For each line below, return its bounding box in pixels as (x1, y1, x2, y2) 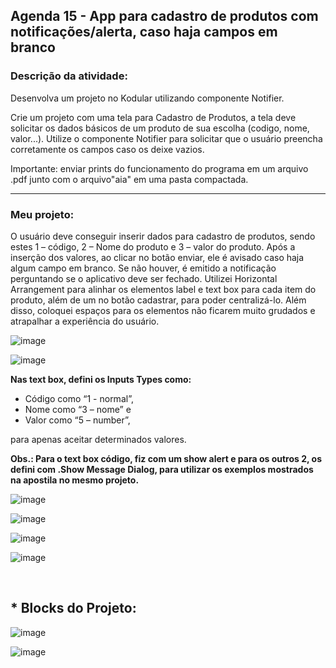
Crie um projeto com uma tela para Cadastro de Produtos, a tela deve (10, 111, 297, 123)
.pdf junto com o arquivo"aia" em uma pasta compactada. (10, 173, 249, 185)
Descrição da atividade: (10, 69, 128, 83)
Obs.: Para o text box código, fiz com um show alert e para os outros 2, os (10, 452, 322, 464)
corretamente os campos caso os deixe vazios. (10, 143, 205, 155)
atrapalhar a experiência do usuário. (10, 315, 160, 327)
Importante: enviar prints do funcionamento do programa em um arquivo (10, 162, 309, 174)
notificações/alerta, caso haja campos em (10, 24, 278, 41)
